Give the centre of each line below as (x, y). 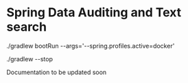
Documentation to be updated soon (57, 72)
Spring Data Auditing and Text (94, 13)
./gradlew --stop (30, 59)
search (27, 27)
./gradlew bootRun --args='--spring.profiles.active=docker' (91, 46)
